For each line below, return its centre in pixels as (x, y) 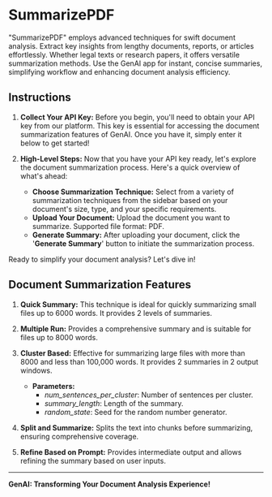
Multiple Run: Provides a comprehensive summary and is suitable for (136, 328)
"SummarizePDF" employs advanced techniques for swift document (122, 37)
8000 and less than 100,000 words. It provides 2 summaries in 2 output (139, 361)
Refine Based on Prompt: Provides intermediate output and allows (131, 452)
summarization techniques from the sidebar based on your (130, 200)
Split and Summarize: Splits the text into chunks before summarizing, (136, 427)
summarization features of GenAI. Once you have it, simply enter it (131, 134)
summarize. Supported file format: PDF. (98, 226)
